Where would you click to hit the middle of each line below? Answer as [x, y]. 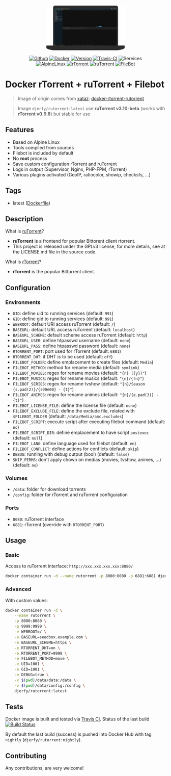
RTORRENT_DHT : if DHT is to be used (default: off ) [63, 357]
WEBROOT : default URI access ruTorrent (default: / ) [64, 324]
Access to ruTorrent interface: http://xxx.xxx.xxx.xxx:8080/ [69, 566]
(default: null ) [27, 438]
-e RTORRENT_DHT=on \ [37, 648]
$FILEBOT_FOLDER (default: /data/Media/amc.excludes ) [68, 417]
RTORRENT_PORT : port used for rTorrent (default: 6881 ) [67, 351]
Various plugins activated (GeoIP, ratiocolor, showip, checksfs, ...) [82, 174]
